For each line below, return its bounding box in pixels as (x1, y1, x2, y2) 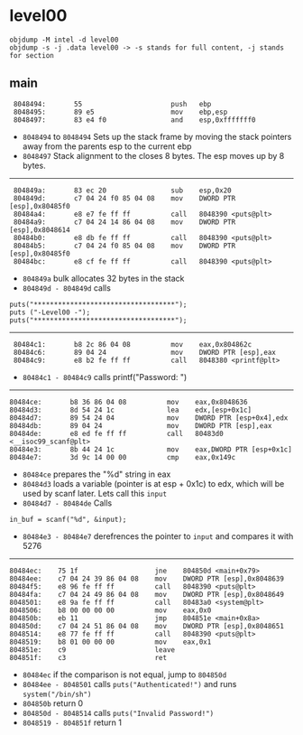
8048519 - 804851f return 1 (22, 717, 122, 728)
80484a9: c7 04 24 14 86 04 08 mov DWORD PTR (13, 218, 236, 227)
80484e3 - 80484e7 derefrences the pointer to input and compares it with (22, 530, 294, 542)
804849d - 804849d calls (22, 282, 111, 293)
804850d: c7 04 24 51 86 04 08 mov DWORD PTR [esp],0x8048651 (9, 621, 284, 630)
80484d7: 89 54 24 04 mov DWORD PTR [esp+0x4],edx (9, 413, 289, 423)
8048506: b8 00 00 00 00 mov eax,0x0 (9, 606, 212, 615)
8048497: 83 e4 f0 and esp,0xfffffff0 (13, 115, 256, 125)
